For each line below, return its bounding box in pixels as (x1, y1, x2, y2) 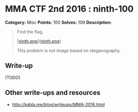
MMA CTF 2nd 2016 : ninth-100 (5, 3, 134, 15)
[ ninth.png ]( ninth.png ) (16, 38, 61, 44)
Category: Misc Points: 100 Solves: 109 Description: (5, 19, 112, 25)
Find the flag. (16, 29, 44, 34)
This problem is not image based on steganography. (16, 48, 121, 53)
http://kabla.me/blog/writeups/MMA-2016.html (12, 101, 105, 107)
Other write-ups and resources (5, 89, 101, 97)
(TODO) (5, 74, 21, 80)
